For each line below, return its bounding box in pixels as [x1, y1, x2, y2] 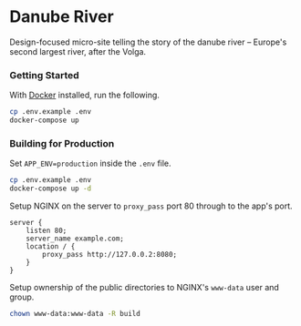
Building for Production [9, 137, 115, 149]
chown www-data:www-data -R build [9, 310, 141, 319]
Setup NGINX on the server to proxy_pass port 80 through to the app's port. [9, 200, 294, 211]
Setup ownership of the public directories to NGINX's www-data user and [9, 282, 280, 293]
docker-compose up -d [9, 184, 92, 193]
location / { [26, 242, 76, 251]
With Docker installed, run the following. [9, 89, 160, 101]
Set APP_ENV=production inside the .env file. [9, 158, 171, 169]
